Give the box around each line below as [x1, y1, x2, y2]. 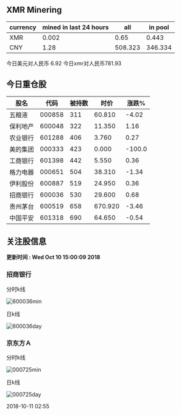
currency [9, 23, 37, 31]
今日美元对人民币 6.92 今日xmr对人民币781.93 [6, 59, 122, 67]
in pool [149, 23, 169, 31]
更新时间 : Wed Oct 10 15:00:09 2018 [6, 253, 101, 261]
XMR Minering [6, 5, 62, 15]
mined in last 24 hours [42, 23, 109, 31]
